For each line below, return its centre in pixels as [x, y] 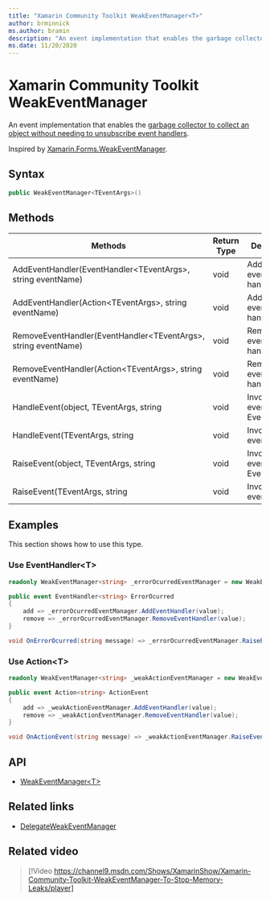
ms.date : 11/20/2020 [43, 46]
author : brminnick [39, 23]
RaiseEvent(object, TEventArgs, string [84, 463]
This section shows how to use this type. [76, 545]
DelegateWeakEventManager [68, 826]
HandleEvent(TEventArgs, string [73, 435]
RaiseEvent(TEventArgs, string [70, 492]
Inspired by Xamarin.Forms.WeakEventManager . [88, 149]
